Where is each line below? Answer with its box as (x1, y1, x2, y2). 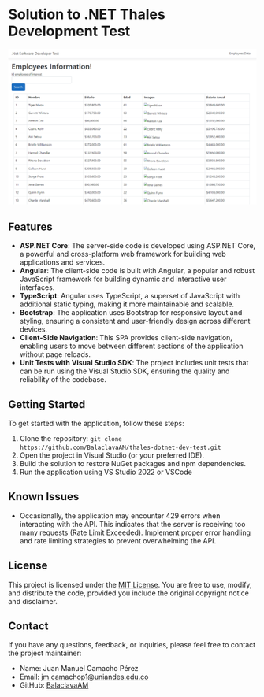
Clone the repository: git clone (19, 434, 122, 443)
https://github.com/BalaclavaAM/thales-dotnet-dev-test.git (19, 443, 221, 452)
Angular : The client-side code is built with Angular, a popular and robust (19, 266, 255, 276)
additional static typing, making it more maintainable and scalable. (19, 299, 235, 309)
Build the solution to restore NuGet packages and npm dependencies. (19, 459, 247, 469)
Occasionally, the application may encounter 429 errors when (19, 510, 221, 521)
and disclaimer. (8, 596, 58, 606)
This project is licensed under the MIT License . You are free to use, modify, (8, 580, 252, 589)
